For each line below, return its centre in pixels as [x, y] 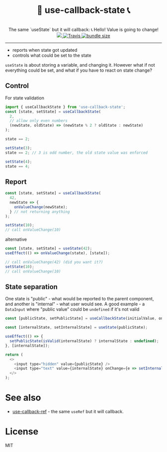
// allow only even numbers [39, 121]
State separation [32, 287]
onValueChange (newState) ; [41, 207]
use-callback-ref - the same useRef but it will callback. [68, 411]
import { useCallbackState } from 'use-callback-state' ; [65, 107]
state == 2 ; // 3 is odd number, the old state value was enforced [77, 153]
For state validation [25, 98]
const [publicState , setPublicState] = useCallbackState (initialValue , [81, 318]
